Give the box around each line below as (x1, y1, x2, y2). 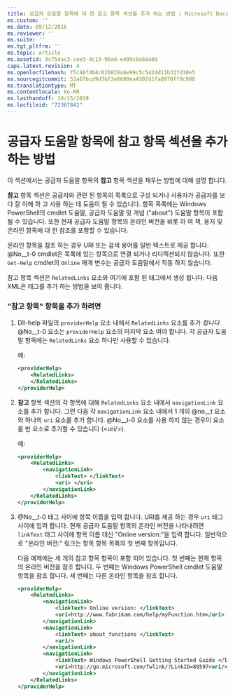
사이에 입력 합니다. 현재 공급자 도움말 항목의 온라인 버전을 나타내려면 (17, 521, 204, 529)
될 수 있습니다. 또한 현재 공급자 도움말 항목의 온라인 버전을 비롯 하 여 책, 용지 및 (7, 217, 223, 225)
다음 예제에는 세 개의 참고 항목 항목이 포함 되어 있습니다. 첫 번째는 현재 (17, 553, 210, 562)
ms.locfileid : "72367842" (7, 102, 83, 109)
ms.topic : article (7, 50, 61, 57)
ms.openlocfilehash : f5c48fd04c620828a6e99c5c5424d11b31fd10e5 (7, 69, 196, 76)
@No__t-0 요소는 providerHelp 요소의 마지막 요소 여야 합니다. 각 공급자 (17, 327, 214, 336)
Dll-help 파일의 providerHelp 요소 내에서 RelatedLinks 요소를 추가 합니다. (17, 318, 222, 327)
